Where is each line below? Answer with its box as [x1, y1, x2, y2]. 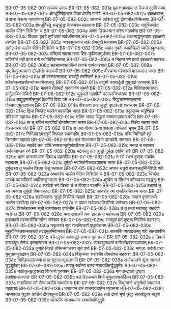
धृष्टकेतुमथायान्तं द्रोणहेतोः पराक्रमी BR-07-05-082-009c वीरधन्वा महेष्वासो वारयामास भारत [5, 68, 157, 74]
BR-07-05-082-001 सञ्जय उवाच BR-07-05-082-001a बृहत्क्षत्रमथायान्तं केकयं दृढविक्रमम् [5, 5, 165, 11]
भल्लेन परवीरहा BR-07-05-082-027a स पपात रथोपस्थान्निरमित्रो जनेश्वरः [5, 200, 128, 206]
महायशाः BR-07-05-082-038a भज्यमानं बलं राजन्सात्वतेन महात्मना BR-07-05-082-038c [5, 286, 164, 291]
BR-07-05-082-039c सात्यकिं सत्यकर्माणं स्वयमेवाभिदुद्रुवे [5, 297, 104, 303]
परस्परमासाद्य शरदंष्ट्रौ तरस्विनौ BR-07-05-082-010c [46, 74, 138, 79]
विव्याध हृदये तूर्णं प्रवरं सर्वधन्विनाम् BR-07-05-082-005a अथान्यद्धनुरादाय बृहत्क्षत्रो [27, 34, 165, 39]
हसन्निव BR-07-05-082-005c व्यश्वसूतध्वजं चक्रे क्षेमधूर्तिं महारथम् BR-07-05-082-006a [5, 39, 162, 45]
